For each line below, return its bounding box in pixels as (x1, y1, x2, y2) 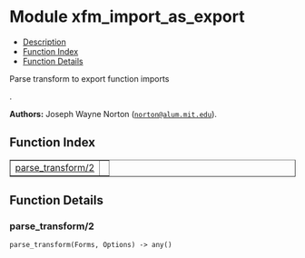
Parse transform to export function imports (9, 73, 170, 84)
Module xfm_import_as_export (9, 6, 245, 27)
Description (22, 36, 66, 47)
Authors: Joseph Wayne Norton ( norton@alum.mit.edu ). (9, 108, 218, 119)
